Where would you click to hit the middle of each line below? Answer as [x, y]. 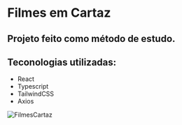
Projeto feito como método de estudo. [91, 39]
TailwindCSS [36, 94]
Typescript [33, 87]
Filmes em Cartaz [59, 13]
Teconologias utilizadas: [62, 62]
